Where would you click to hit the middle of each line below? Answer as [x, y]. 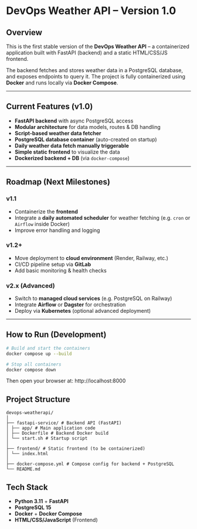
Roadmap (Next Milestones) [58, 182]
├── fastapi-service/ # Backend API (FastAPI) [64, 423]
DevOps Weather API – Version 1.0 [91, 11]
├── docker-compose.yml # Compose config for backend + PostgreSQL [90, 464]
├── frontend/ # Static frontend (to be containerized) [76, 449]
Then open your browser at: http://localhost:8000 [66, 381]
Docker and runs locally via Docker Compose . [62, 83]
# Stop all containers [34, 364]
